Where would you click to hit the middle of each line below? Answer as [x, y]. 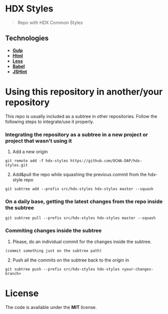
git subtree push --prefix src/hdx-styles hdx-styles [63, 269]
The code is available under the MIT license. [51, 307]
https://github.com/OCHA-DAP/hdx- [106, 160]
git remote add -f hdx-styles [37, 160]
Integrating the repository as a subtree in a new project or [77, 134]
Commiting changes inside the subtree [53, 230]
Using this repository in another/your [84, 92]
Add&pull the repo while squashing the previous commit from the [79, 174]
